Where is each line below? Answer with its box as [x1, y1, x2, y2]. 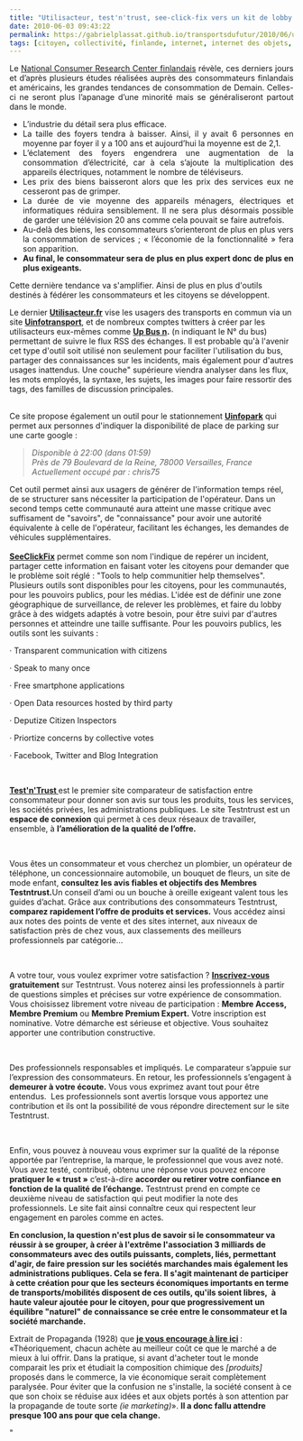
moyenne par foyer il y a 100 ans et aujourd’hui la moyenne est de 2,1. [22, 138, 281, 149]
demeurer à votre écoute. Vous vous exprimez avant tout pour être [9, 1081, 260, 1092]
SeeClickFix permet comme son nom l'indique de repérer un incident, [9, 551, 269, 562]
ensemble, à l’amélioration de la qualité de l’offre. [9, 823, 197, 834]
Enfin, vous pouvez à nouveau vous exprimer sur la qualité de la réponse [9, 1145, 280, 1156]
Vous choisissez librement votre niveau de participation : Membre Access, [9, 998, 287, 1010]
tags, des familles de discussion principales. [9, 384, 174, 395]
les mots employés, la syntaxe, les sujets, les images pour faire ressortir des [9, 374, 292, 385]
